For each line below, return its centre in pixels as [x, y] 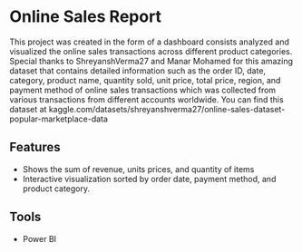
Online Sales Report [85, 17]
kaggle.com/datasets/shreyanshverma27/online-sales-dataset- [167, 109]
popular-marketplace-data [59, 119]
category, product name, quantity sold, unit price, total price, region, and [145, 80]
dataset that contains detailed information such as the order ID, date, [137, 71]
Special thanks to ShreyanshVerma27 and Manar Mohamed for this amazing [151, 61]
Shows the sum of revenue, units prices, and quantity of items [138, 169]
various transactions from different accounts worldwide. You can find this [146, 99]
